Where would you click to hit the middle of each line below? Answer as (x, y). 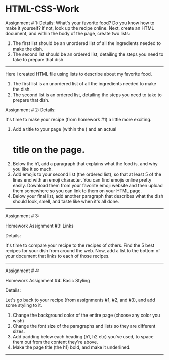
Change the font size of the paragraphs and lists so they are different (84, 326)
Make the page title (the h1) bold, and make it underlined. (71, 347)
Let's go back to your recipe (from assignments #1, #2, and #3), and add (80, 300)
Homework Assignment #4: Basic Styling (48, 280)
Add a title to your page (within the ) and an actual (64, 129)
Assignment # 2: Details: (31, 110)
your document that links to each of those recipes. (57, 256)
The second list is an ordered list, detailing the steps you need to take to (87, 95)
